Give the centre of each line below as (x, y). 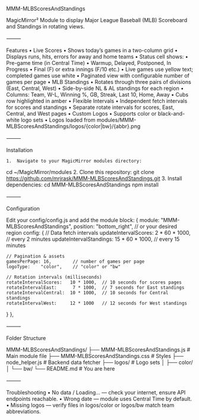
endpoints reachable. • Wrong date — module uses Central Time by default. (99, 399)
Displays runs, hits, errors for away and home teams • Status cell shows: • (97, 57)
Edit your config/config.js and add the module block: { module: (83, 220)
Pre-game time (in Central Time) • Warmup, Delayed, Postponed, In (89, 63)
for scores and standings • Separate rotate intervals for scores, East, (90, 107)
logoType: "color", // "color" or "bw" (63, 267)
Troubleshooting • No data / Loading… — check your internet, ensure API (96, 392)
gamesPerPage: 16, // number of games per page (75, 262)
